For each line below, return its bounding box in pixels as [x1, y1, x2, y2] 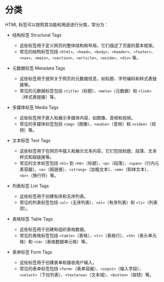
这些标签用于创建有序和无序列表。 [19, 193, 89, 199]
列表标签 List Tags [12, 182, 49, 189]
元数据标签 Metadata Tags [12, 65, 65, 71]
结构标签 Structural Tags [12, 32, 62, 38]
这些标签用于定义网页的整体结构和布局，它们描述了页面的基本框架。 [19, 42, 157, 48]
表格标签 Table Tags [12, 216, 53, 222]
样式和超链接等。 [19, 154, 54, 160]
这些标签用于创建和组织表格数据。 [19, 226, 89, 232]
